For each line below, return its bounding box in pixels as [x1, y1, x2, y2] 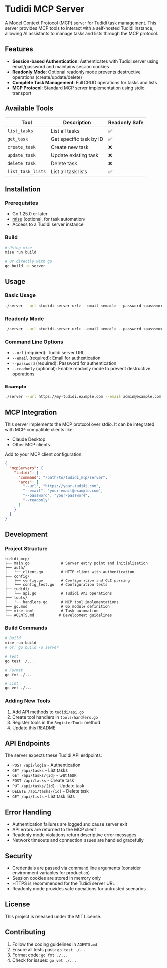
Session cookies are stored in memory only [12, 875, 101, 881]
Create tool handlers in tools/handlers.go [12, 714, 98, 720]
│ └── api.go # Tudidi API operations [5, 591, 112, 596]
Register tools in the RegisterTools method [12, 719, 100, 725]
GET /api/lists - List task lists [12, 793, 75, 799]
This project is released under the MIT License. [5, 913, 102, 919]
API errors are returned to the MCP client [12, 827, 96, 833]
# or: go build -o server [5, 645, 59, 650]
